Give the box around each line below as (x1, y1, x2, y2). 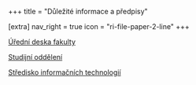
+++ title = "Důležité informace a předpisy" (8, 7, 148, 16)
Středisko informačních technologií (8, 68, 121, 77)
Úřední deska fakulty (8, 37, 76, 46)
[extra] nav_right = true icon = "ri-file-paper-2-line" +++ (8, 22, 190, 31)
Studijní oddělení (8, 53, 63, 61)
